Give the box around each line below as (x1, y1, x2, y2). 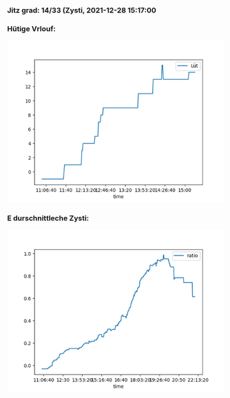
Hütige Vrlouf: (7, 23, 56, 33)
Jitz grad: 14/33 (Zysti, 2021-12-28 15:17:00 (7, 6, 156, 15)
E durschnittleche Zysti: (7, 213, 90, 223)
